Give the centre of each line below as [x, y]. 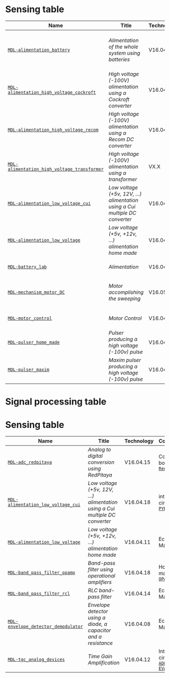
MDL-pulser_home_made [34, 342]
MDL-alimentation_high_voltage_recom [53, 130]
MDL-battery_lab [27, 267]
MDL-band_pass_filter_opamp [41, 573]
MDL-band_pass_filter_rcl [39, 594]
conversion [101, 462]
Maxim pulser [125, 360]
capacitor [99, 630]
